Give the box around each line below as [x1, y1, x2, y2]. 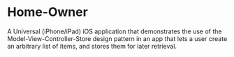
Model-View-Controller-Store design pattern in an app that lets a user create [7, 34, 228, 42]
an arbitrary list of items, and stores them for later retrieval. [7, 42, 177, 50]
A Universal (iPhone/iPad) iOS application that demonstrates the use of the [7, 27, 222, 35]
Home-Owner [7, 4, 89, 20]
